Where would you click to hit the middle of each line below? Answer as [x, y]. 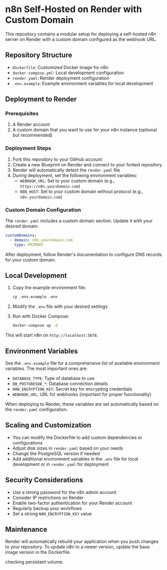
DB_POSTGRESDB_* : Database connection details [60, 384]
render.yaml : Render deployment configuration [61, 78]
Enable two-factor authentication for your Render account [72, 503]
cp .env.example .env [35, 297]
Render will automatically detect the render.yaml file [66, 170]
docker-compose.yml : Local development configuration [68, 73]
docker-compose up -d [35, 326]
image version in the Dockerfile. [38, 552]
